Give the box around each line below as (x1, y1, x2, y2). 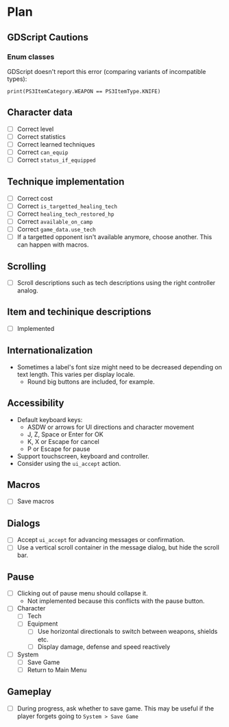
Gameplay (7, 686, 52, 698)
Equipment (27, 619, 58, 628)
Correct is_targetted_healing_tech (16, 201, 118, 210)
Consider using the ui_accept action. (16, 459, 121, 467)
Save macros (16, 497, 55, 506)
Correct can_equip (16, 148, 69, 156)
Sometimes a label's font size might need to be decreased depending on (16, 362, 223, 371)
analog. (16, 286, 39, 295)
